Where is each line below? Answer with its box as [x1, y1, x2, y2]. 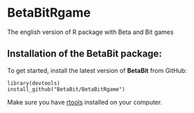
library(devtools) [7, 80, 60, 87]
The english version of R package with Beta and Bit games [7, 28, 174, 36]
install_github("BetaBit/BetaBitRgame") [7, 85, 126, 93]
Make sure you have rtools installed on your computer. [7, 98, 163, 106]
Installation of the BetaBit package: [7, 48, 162, 60]
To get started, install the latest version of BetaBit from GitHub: [7, 66, 187, 74]
